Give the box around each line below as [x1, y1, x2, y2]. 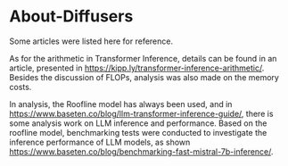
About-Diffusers [9, 6, 134, 27]
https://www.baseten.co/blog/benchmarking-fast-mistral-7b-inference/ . [9, 145, 274, 157]
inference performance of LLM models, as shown [9, 137, 191, 147]
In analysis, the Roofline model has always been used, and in [9, 98, 233, 109]
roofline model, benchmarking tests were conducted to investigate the [9, 127, 267, 137]
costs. [9, 81, 32, 92]
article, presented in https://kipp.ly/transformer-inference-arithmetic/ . [9, 62, 265, 73]
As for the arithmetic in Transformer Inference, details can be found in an [9, 53, 277, 63]
